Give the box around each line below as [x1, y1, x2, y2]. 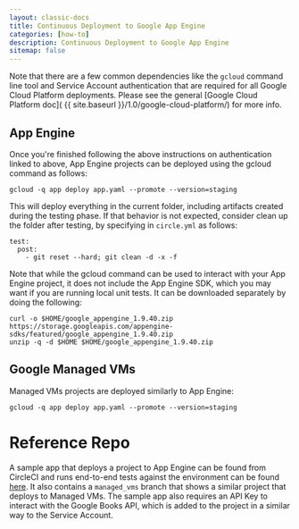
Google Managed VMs [9, 362, 136, 377]
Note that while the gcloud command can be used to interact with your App [9, 268, 286, 279]
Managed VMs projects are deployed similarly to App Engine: [9, 385, 235, 396]
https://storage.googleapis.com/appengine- [9, 322, 174, 331]
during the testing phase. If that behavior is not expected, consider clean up [9, 210, 288, 221]
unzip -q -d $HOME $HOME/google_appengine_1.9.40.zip [9, 337, 214, 347]
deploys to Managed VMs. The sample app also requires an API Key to [9, 491, 268, 501]
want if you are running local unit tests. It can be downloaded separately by [9, 287, 287, 298]
